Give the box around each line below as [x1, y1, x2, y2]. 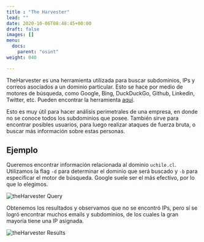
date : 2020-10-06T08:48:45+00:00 [6, 20, 92, 26]
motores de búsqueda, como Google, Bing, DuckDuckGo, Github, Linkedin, [6, 89, 195, 97]
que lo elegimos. [6, 181, 48, 188]
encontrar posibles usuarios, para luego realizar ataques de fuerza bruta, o [6, 120, 196, 128]
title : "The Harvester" [6, 9, 70, 15]
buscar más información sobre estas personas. [6, 127, 126, 134]
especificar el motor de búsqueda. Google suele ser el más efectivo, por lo [6, 174, 195, 182]
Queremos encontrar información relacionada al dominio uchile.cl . [6, 161, 176, 169]
